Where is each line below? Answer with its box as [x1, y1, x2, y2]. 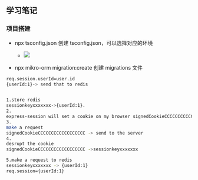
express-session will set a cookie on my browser [6, 114, 131, 120]
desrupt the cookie [6, 141, 54, 147]
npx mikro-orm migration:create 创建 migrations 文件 [14, 64, 143, 71]
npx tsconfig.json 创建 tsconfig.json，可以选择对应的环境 [14, 39, 153, 46]
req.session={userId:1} [6, 168, 65, 174]
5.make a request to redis [6, 157, 72, 163]
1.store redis [6, 97, 41, 103]
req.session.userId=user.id [6, 76, 75, 81]
